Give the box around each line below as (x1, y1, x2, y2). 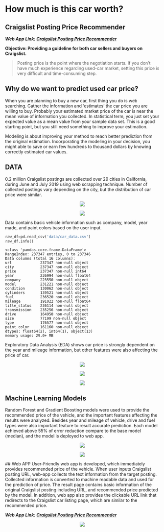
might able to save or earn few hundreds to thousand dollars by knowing (5, 144, 151, 149)
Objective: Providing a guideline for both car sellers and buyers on (5, 46, 143, 51)
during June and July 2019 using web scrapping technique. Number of (5, 181, 148, 187)
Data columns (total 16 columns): (5, 256, 76, 261)
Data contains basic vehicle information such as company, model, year (5, 219, 148, 225)
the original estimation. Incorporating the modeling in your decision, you (5, 138, 150, 144)
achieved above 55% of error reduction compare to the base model (5, 428, 141, 434)
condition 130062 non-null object (5, 286, 89, 291)
